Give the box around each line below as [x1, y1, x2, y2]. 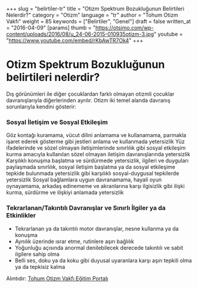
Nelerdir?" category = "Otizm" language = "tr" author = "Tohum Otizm [6, 11, 178, 19]
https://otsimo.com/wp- [95, 24, 154, 31]
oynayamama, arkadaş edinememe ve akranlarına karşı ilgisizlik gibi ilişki [6, 183, 185, 190]
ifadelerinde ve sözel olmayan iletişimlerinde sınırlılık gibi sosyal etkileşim [6, 144, 186, 151]
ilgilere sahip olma [14, 250, 60, 257]
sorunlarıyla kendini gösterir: [6, 103, 76, 110]
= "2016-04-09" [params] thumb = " [6, 24, 96, 31]
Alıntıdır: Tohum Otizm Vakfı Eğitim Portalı [6, 275, 109, 282]
